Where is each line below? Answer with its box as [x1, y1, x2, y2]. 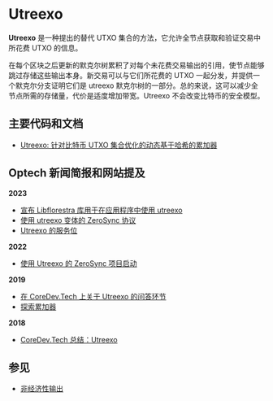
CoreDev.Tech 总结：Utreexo [19, 334, 118, 344]
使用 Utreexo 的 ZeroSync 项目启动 [19, 258, 137, 268]
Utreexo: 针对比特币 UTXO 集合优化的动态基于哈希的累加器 [19, 140, 218, 150]
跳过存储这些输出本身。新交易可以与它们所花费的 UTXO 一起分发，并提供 [8, 70, 253, 80]
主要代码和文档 [8, 117, 84, 131]
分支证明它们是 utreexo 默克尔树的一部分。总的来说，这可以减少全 [36, 81, 258, 90]
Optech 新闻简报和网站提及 [8, 166, 145, 180]
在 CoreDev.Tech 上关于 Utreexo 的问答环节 [19, 291, 167, 301]
